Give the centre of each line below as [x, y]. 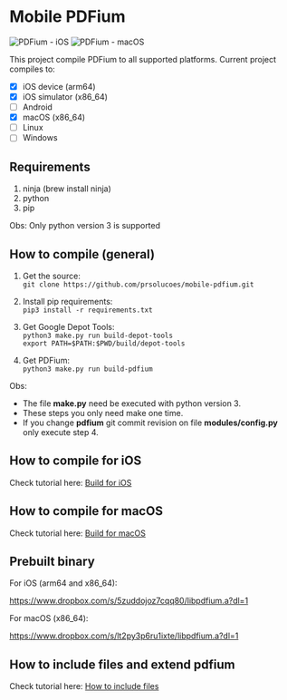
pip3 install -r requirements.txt [87, 310]
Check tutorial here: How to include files [84, 686]
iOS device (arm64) [59, 86]
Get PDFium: [46, 360]
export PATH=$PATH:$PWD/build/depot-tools [104, 343]
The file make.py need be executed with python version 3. [132, 403]
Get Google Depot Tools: [68, 326]
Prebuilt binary [52, 561]
